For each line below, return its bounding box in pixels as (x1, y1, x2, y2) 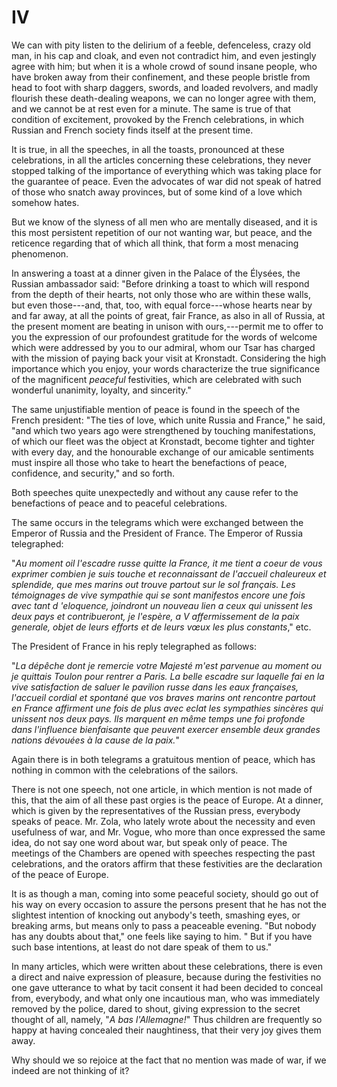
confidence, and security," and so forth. (11, 467, 176, 479)
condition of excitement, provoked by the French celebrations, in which (11, 113, 304, 125)
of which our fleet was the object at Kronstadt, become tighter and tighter (11, 435, 315, 447)
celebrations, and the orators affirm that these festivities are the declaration (11, 857, 323, 870)
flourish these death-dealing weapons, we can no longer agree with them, (11, 92, 317, 104)
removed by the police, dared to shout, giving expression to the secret (11, 1002, 301, 1015)
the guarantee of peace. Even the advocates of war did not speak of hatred (11, 175, 322, 187)
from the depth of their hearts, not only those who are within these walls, (11, 288, 312, 300)
